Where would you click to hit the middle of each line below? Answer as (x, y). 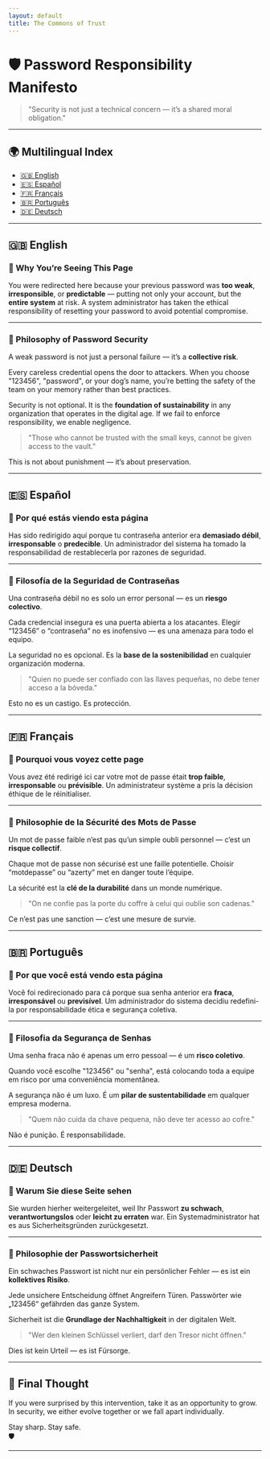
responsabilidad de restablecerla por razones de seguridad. (107, 552)
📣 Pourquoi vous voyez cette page (76, 759)
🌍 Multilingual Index (61, 152)
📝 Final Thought (49, 1384)
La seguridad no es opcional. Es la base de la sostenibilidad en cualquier (130, 655)
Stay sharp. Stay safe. (45, 1427)
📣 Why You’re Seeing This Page (71, 268)
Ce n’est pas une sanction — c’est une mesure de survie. (102, 919)
